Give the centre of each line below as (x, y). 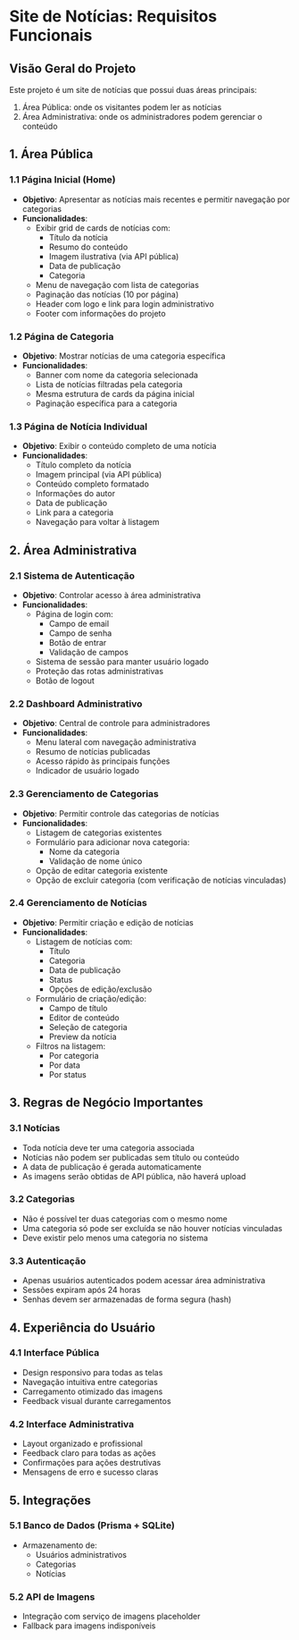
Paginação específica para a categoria (106, 403)
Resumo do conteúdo (88, 247)
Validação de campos (89, 652)
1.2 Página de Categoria (62, 336)
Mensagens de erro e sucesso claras (90, 1472)
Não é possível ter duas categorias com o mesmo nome (125, 1219)
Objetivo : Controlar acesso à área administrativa (111, 595)
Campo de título (78, 1008)
